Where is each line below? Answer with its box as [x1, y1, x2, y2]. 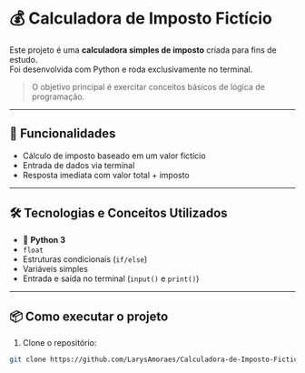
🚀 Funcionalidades [9, 126, 116, 142]
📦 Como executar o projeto [9, 308, 169, 324]
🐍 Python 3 [22, 234, 66, 245]
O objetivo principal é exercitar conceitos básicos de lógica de [31, 81, 265, 92]
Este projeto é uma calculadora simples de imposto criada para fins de [9, 44, 277, 55]
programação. [31, 91, 85, 102]
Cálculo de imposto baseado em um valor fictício [22, 150, 206, 161]
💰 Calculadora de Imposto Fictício [9, 8, 272, 29]
